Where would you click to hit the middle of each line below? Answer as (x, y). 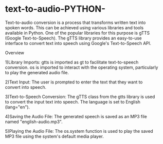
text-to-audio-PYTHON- (55, 9)
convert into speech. (26, 87)
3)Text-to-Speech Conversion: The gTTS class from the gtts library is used (80, 97)
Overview (15, 53)
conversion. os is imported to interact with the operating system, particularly (81, 67)
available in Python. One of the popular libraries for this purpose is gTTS (77, 33)
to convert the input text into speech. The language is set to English (73, 102)
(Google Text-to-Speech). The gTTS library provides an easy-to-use (73, 38)
